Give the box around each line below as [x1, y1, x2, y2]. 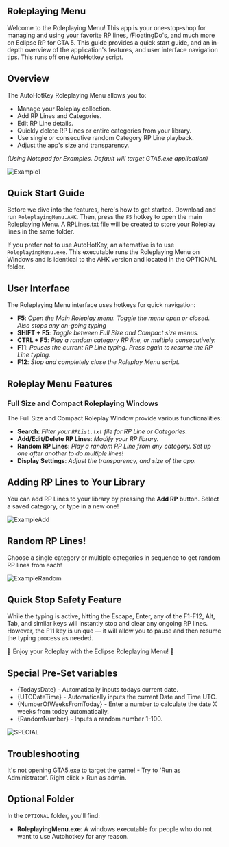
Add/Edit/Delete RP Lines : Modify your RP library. [16, 434, 159, 442]
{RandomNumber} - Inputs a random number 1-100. [16, 714, 163, 723]
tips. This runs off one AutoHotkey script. [7, 53, 123, 61]
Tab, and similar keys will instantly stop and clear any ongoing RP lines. [7, 620, 208, 628]
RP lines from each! [7, 561, 62, 569]
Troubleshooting [7, 748, 80, 760]
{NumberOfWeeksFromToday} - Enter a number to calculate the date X [16, 700, 217, 708]
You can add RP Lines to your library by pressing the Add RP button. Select [7, 495, 219, 503]
